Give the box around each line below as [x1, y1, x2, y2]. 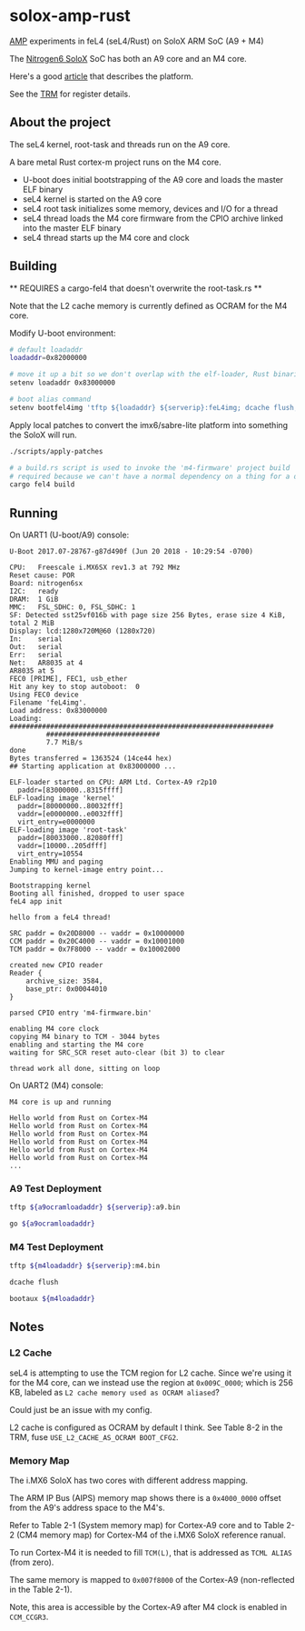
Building [9, 258, 57, 274]
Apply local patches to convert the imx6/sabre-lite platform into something [9, 419, 289, 430]
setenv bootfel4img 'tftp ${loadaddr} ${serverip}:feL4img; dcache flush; [9, 403, 299, 412]
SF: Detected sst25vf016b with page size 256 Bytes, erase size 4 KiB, [9, 611, 286, 620]
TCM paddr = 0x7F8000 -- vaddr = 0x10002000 [9, 945, 181, 955]
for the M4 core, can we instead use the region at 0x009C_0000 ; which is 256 [9, 1376, 293, 1387]
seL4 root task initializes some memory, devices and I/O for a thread [22, 203, 279, 214]
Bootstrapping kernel [9, 881, 92, 891]
